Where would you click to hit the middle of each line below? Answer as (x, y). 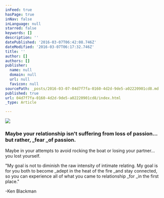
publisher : (16, 65)
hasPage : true (20, 14)
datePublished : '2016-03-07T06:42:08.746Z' (51, 42)
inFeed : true (19, 10)
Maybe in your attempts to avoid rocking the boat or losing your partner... (80, 151)
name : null (21, 70)
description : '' (22, 38)
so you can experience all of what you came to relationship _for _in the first (82, 176)
